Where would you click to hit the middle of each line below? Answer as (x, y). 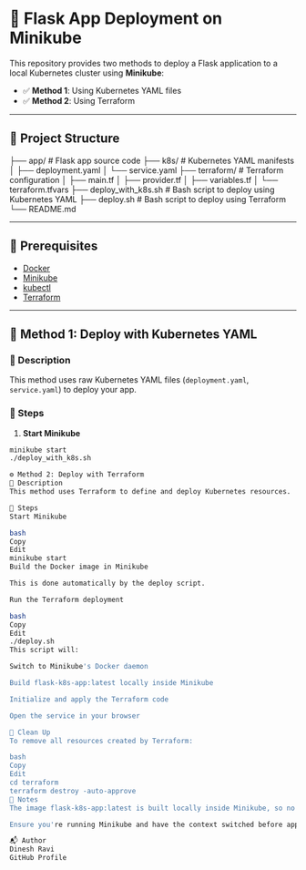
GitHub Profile (38, 858)
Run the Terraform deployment (67, 599)
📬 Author (28, 841)
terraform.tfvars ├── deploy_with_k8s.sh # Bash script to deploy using (142, 189)
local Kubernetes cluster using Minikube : (87, 73)
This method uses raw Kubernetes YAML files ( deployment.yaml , (129, 380)
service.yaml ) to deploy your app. (73, 390)
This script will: (44, 650)
